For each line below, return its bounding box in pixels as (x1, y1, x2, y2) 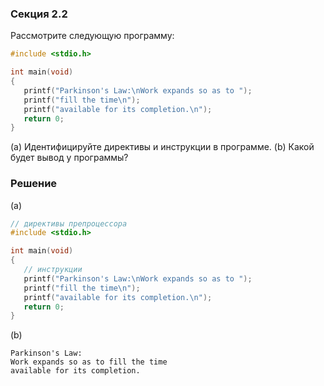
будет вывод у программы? (10, 152, 129, 164)
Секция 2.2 (10, 7, 68, 21)
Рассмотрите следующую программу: (10, 30, 175, 42)
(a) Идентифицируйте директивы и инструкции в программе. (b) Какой (10, 141, 315, 153)
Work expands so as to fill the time (10, 357, 168, 367)
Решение (10, 177, 58, 191)
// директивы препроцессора (10, 218, 128, 229)
